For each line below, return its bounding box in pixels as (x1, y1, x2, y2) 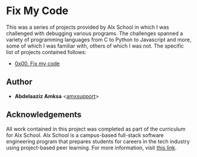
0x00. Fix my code (14, 60, 60, 67)
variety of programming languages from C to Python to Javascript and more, (6, 36, 192, 43)
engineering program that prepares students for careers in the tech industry (6, 138, 190, 145)
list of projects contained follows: (6, 48, 87, 55)
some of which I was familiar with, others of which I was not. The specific (6, 42, 184, 49)
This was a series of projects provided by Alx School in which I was (6, 24, 169, 31)
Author (6, 77, 32, 87)
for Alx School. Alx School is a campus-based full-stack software (6, 131, 164, 139)
